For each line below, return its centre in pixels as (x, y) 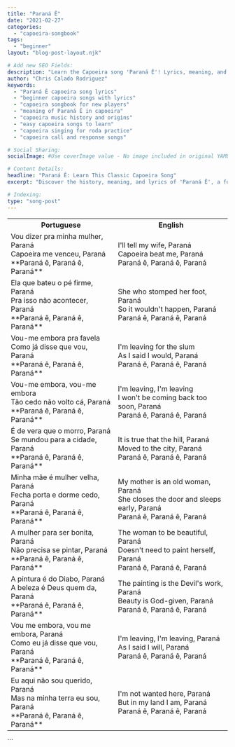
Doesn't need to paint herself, (166, 549)
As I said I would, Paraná (158, 355)
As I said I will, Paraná (154, 647)
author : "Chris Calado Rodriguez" (58, 78)
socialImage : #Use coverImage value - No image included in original (111, 156)
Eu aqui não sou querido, (52, 680)
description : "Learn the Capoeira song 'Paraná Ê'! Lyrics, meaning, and (117, 72)
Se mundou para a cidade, (54, 439)
